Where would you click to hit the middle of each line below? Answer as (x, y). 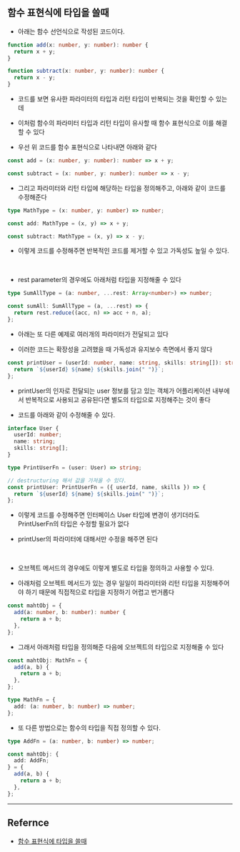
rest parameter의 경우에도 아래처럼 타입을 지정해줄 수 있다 (100, 280)
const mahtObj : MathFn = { (47, 660)
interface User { (33, 428)
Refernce (29, 823)
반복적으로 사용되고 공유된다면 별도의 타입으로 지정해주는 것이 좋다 (118, 399)
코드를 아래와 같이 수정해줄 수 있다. (66, 415)
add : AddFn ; (32, 761)
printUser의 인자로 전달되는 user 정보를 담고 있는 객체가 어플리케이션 (114, 391)
